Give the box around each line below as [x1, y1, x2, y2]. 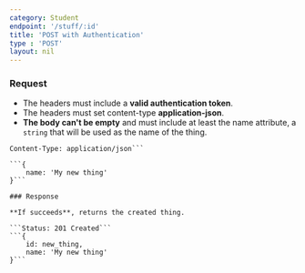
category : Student [9, 13, 79, 23]
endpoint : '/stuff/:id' [9, 22, 100, 31]
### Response [9, 192, 59, 201]
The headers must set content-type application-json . [22, 107, 225, 118]
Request [9, 77, 47, 90]
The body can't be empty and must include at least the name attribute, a [22, 117, 297, 128]
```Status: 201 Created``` [9, 224, 112, 233]
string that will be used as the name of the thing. [22, 126, 208, 137]
